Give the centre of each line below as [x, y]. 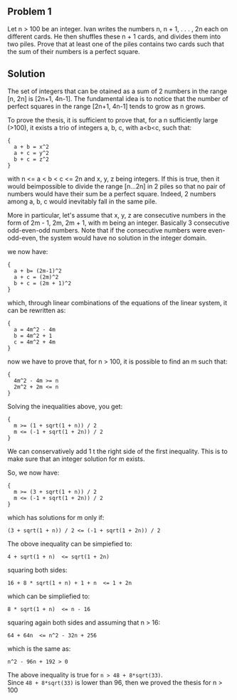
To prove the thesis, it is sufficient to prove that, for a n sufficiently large [113, 120]
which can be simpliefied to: [49, 596]
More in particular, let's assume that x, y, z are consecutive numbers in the [117, 215]
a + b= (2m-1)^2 [38, 271]
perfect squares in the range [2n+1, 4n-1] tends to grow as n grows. [107, 106]
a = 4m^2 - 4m [35, 329]
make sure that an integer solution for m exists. [76, 459]
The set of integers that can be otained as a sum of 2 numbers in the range [117, 91]
